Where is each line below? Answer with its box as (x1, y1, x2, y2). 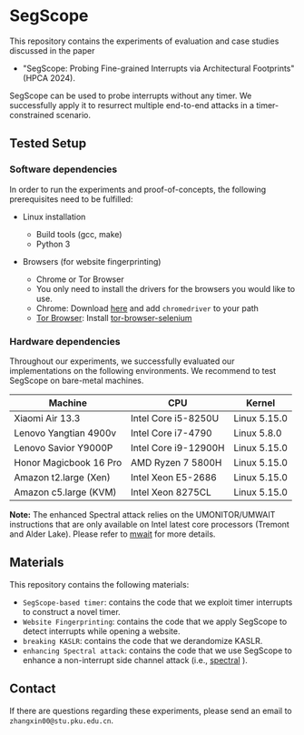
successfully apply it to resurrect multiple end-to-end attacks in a (9, 99, 255, 110)
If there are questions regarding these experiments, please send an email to (9, 705, 292, 716)
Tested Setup (9, 136, 87, 151)
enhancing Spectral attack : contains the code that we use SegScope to (22, 645, 292, 656)
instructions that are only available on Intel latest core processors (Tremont (9, 519, 290, 529)
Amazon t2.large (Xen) (14, 470, 111, 483)
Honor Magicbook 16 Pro (14, 456, 123, 468)
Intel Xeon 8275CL (130, 486, 211, 498)
